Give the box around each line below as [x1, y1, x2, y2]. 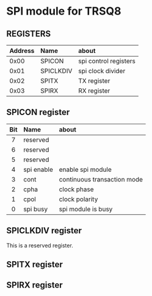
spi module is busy [59, 205, 113, 213]
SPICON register [6, 107, 70, 118]
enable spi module [59, 165, 112, 174]
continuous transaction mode [59, 175, 143, 183]
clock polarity [59, 195, 98, 203]
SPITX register [6, 259, 63, 270]
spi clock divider [78, 67, 126, 75]
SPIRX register [6, 280, 63, 291]
